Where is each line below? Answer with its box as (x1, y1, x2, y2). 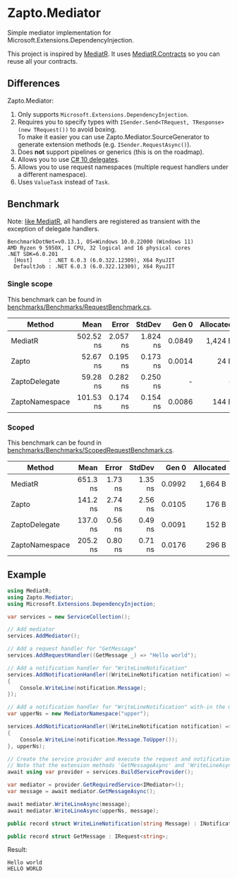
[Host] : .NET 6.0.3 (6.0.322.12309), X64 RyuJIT (13, 257, 175, 264)
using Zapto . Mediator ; (7, 594, 74, 601)
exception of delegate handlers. (7, 224, 100, 233)
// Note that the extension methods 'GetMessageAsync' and (7, 762, 185, 769)
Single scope (7, 279, 53, 289)
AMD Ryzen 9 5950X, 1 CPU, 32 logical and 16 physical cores (7, 244, 191, 252)
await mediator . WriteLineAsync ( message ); (7, 800, 131, 807)
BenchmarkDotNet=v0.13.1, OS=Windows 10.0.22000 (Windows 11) (7, 238, 194, 245)
